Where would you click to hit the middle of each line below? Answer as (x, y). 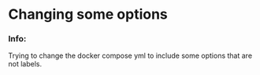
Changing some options (88, 14)
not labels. (25, 64)
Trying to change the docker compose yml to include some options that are (130, 55)
